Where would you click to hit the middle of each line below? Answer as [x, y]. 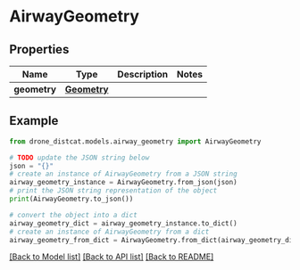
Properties [39, 49]
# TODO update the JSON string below [79, 158]
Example [34, 121]
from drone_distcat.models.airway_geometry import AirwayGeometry [135, 141]
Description [143, 74]
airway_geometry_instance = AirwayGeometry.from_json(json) [124, 183]
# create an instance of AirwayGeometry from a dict [109, 232]
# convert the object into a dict [74, 215]
